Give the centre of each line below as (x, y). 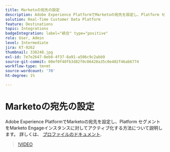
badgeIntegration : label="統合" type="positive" (57, 33)
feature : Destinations (29, 24)
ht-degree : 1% (20, 76)
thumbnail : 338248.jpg (29, 52)
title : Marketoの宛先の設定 (32, 10)
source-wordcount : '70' (30, 71)
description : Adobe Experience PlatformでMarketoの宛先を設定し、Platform (82, 15)
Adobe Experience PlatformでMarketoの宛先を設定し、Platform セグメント (83, 121)
